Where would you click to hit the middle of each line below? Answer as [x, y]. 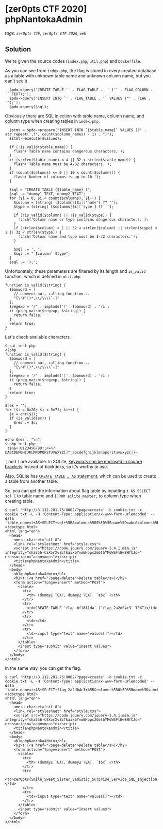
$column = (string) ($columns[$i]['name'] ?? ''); [66, 202]
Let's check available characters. [38, 337]
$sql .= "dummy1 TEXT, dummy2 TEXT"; [48, 194]
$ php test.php [20, 444]
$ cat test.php [20, 346]
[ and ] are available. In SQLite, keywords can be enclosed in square [73, 461]
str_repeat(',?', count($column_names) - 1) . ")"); [59, 134]
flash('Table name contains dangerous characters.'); [69, 151]
